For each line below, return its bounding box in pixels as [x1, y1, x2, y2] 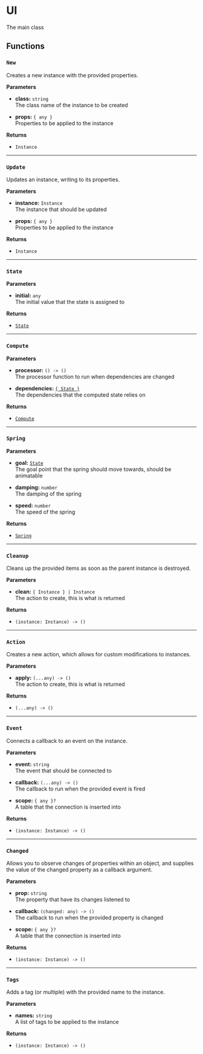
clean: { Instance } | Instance [14, 588, 95, 595]
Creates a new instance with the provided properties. [6, 71, 139, 79]
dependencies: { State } [14, 384, 80, 392]
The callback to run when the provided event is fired [14, 785, 146, 792]
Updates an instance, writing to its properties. [6, 176, 120, 183]
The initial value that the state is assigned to [14, 299, 125, 306]
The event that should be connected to [14, 767, 112, 774]
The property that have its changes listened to [14, 896, 130, 903]
